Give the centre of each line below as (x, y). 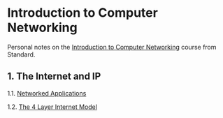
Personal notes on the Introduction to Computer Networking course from (112, 47)
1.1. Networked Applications (47, 93)
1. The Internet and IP (54, 76)
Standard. (21, 54)
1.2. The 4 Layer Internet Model (52, 107)
